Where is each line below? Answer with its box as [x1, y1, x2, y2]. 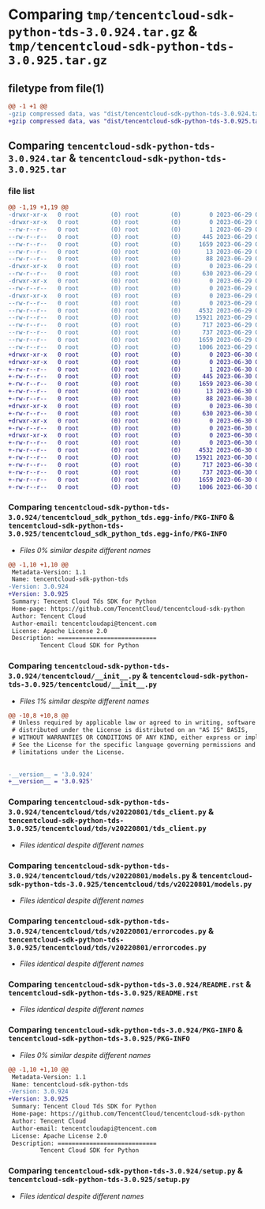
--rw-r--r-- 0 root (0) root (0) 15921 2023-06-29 [8, 314, 252, 322]
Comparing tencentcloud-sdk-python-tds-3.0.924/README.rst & [8, 979, 252, 990]
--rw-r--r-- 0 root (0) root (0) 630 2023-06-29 [8, 270, 252, 278]
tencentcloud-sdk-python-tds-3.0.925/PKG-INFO [8, 1034, 191, 1044]
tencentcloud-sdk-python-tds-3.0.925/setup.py [8, 1175, 191, 1184]
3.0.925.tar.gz [8, 53, 108, 68]
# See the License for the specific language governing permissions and [11, 741, 256, 749]
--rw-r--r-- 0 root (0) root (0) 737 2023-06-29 [8, 328, 252, 337]
